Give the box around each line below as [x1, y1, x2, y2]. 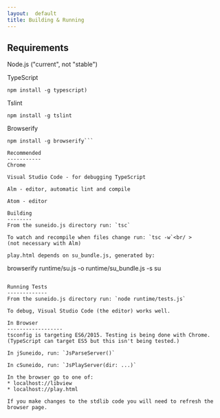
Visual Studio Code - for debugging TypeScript [7, 174, 146, 181]
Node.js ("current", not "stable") [7, 60, 98, 69]
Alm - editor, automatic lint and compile [7, 186, 131, 193]
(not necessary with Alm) [7, 240, 81, 247]
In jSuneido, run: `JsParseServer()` [7, 350, 115, 357]
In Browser [7, 320, 38, 327]
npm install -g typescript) [7, 87, 88, 94]
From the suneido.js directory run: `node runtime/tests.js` [7, 295, 186, 303]
